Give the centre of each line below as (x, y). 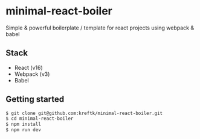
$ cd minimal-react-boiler (40, 119)
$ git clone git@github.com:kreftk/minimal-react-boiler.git (84, 113)
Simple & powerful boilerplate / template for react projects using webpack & (100, 28)
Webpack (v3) (32, 74)
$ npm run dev (24, 130)
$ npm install (24, 125)
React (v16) (28, 67)
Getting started (35, 100)
